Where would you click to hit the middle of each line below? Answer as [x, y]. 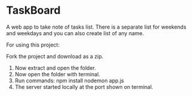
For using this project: [33, 45]
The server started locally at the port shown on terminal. [84, 86]
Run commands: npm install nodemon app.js [69, 80]
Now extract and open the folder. [55, 68]
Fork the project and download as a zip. [55, 56]
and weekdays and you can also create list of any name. [75, 33]
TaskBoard [33, 10]
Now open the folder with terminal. [57, 74]
